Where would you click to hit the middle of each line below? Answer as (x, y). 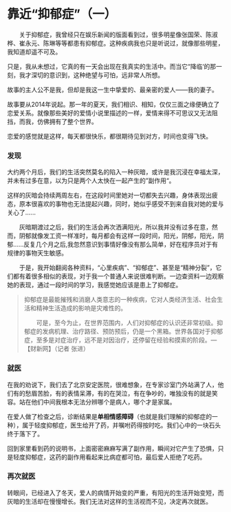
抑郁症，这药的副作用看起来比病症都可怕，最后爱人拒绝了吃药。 (115, 457)
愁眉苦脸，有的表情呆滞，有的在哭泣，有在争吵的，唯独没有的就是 (118, 393)
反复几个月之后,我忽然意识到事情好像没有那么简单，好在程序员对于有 (121, 245)
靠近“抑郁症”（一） (62, 14)
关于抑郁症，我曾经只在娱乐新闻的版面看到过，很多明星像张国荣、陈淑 (118, 34)
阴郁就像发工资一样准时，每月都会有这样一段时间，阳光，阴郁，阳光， (118, 236)
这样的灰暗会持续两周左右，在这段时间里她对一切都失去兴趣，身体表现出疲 (112, 195)
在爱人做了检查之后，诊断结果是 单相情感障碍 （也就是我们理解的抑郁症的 (109, 416)
